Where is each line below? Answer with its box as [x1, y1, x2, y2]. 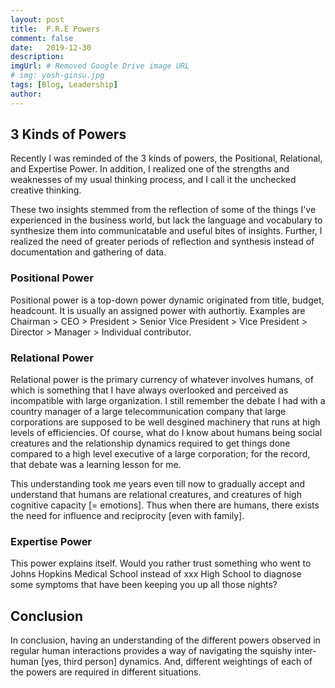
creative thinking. [10, 184, 82, 196]
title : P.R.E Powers [10, 24, 101, 34]
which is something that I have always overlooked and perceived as [10, 384, 289, 396]
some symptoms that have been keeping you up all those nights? [10, 579, 278, 591]
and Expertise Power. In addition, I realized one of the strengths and [10, 163, 290, 175]
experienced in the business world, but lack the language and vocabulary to [10, 214, 323, 226]
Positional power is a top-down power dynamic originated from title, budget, [10, 294, 325, 306]
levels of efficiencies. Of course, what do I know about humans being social [10, 427, 323, 439]
